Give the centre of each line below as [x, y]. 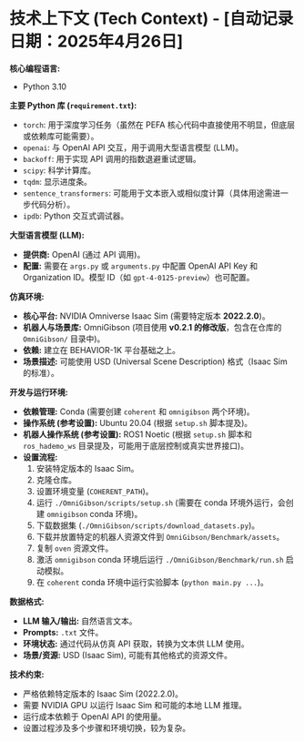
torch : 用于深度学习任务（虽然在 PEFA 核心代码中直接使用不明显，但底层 [159, 125]
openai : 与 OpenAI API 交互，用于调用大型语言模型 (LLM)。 [133, 147]
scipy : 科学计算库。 [59, 170]
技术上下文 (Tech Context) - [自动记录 [152, 19]
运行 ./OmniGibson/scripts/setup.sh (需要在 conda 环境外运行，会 [161, 503]
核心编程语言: [35, 68]
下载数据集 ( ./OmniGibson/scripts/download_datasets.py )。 [148, 525]
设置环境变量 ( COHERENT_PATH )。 [95, 491]
